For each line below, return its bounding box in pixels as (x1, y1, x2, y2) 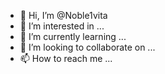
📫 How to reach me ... (19, 53, 113, 64)
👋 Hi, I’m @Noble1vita (19, 10, 108, 21)
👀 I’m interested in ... (19, 20, 105, 32)
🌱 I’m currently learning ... (19, 31, 127, 42)
